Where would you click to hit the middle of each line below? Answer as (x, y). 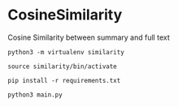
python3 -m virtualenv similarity (66, 52)
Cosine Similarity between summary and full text (89, 37)
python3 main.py (35, 95)
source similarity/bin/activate (62, 66)
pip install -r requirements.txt (64, 80)
